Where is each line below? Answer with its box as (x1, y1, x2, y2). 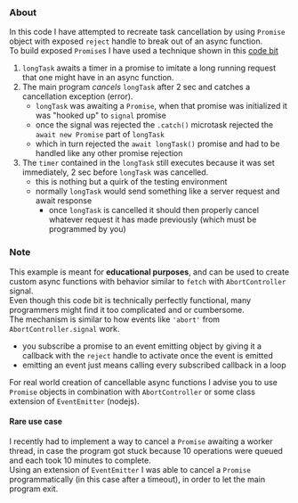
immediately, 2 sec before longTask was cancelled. (21, 167, 209, 177)
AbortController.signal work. (9, 323, 120, 334)
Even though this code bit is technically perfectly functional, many (9, 294, 252, 305)
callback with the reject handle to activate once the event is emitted (21, 350, 273, 360)
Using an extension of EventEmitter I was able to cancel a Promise (9, 464, 252, 474)
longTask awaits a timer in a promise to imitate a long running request (21, 62, 277, 73)
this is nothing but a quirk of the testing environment (35, 177, 228, 187)
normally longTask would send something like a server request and (35, 186, 280, 197)
